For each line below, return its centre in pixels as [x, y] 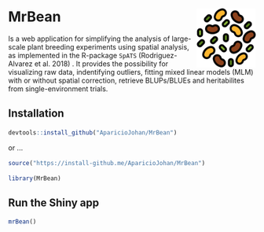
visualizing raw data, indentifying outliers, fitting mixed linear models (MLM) [131, 72]
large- [181, 39]
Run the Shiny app [54, 203]
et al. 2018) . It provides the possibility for [101, 64]
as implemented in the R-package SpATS [73, 55]
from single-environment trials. [58, 88]
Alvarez [20, 64]
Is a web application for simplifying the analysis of [89, 39]
